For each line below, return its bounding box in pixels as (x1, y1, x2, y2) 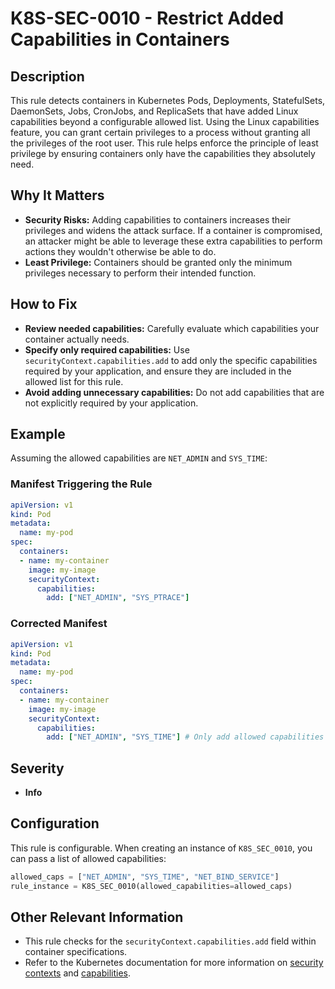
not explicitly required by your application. (24, 397, 199, 409)
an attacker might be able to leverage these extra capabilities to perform (24, 235, 323, 247)
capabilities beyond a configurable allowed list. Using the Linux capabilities (10, 116, 320, 127)
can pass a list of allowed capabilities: (10, 852, 167, 864)
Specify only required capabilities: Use (24, 343, 190, 356)
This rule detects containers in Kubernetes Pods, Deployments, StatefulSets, (10, 95, 326, 106)
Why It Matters (10, 187, 105, 204)
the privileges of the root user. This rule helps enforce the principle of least (10, 137, 319, 149)
